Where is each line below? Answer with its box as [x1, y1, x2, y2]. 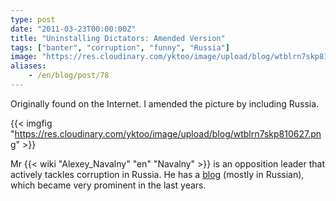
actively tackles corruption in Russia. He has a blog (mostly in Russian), [10, 168, 305, 180]
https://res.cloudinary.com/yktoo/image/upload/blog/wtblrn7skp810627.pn [14, 127, 322, 140]
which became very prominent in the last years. [10, 179, 207, 191]
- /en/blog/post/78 [28, 71, 110, 81]
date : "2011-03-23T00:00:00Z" [10, 24, 137, 34]
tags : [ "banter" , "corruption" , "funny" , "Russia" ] [10, 42, 230, 53]
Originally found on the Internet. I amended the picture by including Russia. [10, 97, 320, 110]
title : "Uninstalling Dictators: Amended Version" [10, 33, 226, 43]
